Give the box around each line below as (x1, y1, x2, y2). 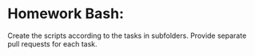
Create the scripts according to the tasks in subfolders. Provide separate (7, 31, 247, 40)
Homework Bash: (7, 5, 125, 23)
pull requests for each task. (7, 39, 98, 48)
